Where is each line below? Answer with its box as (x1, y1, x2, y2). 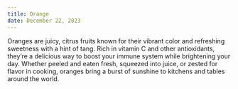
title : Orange (7, 10, 50, 18)
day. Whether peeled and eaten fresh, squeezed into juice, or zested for (7, 59, 218, 68)
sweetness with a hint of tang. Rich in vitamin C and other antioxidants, (7, 44, 215, 53)
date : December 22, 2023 (7, 17, 81, 24)
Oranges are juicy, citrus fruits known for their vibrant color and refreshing (7, 36, 225, 45)
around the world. (7, 74, 60, 83)
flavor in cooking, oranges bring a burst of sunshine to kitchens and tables (7, 67, 225, 75)
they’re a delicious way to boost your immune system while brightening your (7, 51, 231, 61)
